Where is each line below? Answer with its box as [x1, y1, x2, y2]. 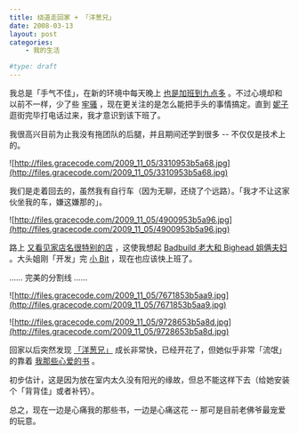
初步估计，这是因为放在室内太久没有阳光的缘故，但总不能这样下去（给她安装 [9, 374, 290, 385]
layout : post [9, 29, 58, 38]
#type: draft [9, 62, 58, 71]
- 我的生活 [25, 46, 61, 55]
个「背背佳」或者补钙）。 [9, 386, 100, 396]
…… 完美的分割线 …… [9, 272, 88, 283]
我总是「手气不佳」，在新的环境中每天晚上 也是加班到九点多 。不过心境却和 [9, 88, 283, 98]
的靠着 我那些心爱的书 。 [9, 356, 100, 366]
